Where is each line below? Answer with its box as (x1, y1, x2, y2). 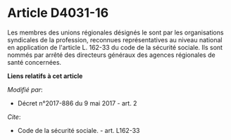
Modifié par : (7, 85, 44, 94)
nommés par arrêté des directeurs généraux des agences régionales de (7, 51, 216, 59)
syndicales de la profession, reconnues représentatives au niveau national (7, 35, 223, 44)
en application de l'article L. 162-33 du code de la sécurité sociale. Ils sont (7, 43, 223, 51)
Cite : (7, 113, 21, 121)
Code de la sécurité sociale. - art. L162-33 (17, 126, 140, 134)
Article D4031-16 (7, 5, 109, 21)
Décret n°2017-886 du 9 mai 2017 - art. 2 (17, 98, 137, 107)
